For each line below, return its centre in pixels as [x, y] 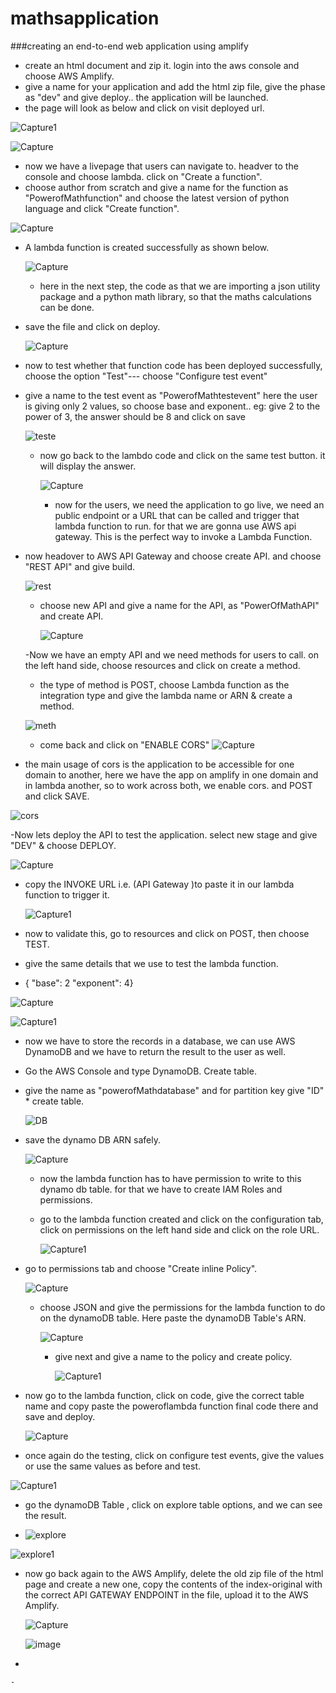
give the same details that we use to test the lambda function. [151, 963]
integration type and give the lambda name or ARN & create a [166, 695]
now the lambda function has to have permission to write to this [170, 1178]
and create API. [71, 616]
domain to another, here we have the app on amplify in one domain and [171, 774]
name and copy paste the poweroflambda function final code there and [171, 1406]
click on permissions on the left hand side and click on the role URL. [179, 1229]
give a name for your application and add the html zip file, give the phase [175, 86]
